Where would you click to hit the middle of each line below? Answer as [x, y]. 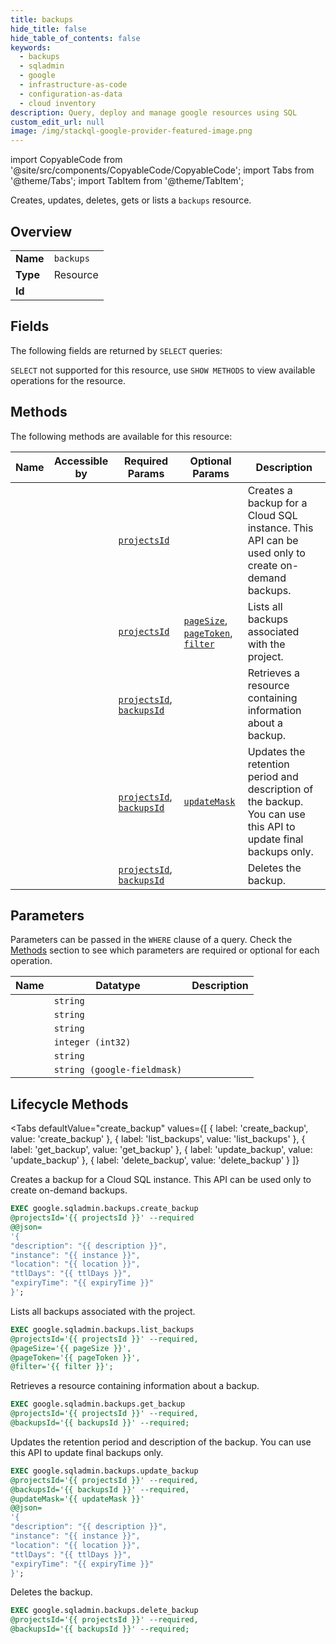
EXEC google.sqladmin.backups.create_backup [104, 1209]
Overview [41, 231]
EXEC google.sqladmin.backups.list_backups [102, 1329]
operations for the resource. [68, 380]
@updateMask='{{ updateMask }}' [77, 1499]
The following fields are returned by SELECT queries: [116, 350]
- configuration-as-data [71, 94]
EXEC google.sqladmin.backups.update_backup [104, 1471]
